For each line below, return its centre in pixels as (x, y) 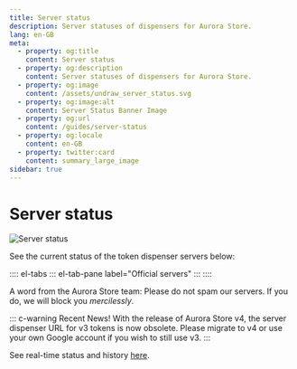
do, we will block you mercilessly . (72, 301)
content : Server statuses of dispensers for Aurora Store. (139, 77)
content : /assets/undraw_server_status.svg (109, 93)
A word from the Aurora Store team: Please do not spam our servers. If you (149, 291)
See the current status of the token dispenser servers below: (122, 256)
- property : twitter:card (66, 152)
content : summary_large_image (83, 161)
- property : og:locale (60, 136)
